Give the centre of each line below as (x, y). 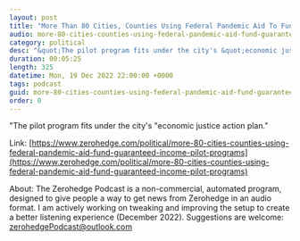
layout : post (33, 17)
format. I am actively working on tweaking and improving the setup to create (150, 208)
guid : (19, 92)
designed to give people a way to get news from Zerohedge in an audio (141, 198)
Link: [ (21, 143)
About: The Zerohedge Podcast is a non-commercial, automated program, (146, 189)
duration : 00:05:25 (46, 59)
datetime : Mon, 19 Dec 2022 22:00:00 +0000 (92, 76)
